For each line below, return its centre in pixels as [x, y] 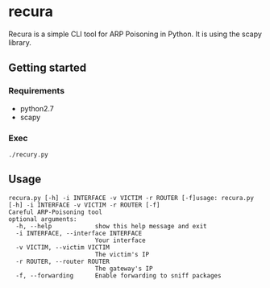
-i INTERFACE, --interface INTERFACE [79, 233]
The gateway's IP [124, 269]
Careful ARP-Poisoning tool [56, 212]
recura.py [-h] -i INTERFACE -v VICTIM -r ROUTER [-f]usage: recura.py [131, 198]
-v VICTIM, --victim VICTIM [63, 247]
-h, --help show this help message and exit [111, 226]
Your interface [120, 240]
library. [20, 42]
